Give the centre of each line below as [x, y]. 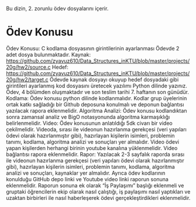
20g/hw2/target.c [27, 79]
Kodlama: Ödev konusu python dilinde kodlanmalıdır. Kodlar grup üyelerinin [97, 98]
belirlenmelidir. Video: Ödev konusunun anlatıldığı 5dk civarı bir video [89, 123]
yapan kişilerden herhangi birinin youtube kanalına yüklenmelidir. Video [92, 148]
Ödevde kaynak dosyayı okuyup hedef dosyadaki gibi [114, 79]
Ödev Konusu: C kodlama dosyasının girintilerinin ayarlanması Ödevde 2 [93, 48]
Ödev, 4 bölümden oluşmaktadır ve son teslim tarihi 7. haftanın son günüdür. [97, 92]
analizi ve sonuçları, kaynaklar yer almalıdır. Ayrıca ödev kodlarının [86, 173]
